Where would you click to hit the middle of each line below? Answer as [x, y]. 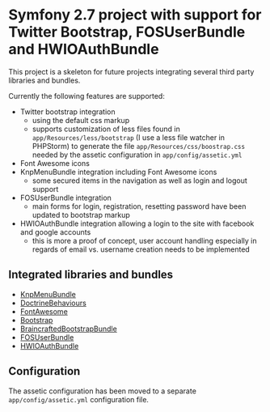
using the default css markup [81, 120]
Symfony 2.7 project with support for [135, 15]
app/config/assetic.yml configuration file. [79, 399]
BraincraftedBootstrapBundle [68, 329]
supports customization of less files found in [106, 129]
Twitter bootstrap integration [67, 112]
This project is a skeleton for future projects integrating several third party [131, 71]
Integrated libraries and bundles [91, 275]
